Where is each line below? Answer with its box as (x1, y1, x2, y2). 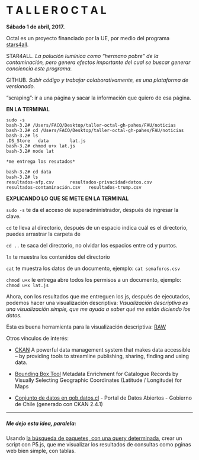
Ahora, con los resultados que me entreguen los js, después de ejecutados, (6, 292, 191, 300)
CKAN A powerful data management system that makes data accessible (14, 346, 191, 353)
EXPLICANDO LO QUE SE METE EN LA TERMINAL (6, 195, 129, 202)
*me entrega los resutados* (6, 158, 76, 165)
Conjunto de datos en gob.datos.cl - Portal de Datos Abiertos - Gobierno (14, 394, 192, 401)
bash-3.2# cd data (6, 169, 52, 175)
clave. (6, 213, 21, 220)
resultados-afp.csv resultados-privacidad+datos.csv (6, 179, 152, 185)
